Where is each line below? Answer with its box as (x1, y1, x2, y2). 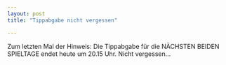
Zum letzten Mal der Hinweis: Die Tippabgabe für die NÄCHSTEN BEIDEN (7, 42, 220, 50)
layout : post (7, 10, 46, 17)
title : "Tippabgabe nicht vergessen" (7, 17, 118, 24)
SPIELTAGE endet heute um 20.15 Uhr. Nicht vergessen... (7, 50, 171, 58)
